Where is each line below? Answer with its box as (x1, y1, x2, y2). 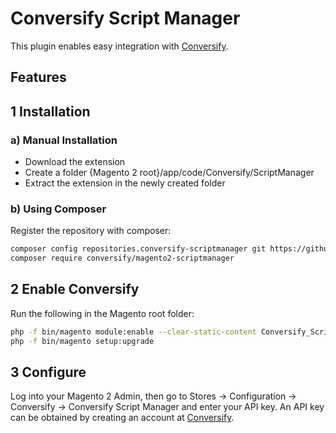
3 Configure (10, 364, 87, 381)
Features (10, 69, 67, 86)
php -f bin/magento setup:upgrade (10, 336, 155, 346)
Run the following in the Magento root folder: (10, 307, 195, 319)
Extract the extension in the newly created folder (24, 177, 226, 189)
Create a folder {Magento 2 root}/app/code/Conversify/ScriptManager (24, 167, 315, 179)
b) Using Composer (10, 202, 107, 216)
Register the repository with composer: (10, 225, 172, 237)
